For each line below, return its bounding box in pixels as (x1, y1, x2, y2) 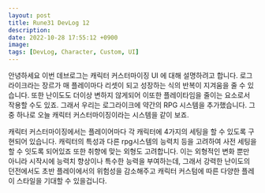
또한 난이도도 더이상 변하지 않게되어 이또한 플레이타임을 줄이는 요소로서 (31, 91, 251, 99)
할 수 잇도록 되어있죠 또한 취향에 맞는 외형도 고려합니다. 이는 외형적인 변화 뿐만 (8, 147, 250, 156)
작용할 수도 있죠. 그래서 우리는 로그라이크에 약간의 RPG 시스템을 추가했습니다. (8, 100, 248, 109)
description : (8, 26, 51, 34)
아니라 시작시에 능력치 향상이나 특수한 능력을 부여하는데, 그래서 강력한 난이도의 (8, 157, 251, 165)
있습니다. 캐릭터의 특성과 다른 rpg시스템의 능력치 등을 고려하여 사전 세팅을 (28, 137, 257, 146)
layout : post (8, 11, 51, 20)
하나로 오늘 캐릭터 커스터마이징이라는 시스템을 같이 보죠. (16, 110, 189, 119)
